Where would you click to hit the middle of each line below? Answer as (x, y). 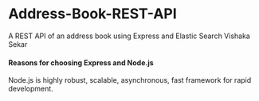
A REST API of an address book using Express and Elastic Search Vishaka (129, 36)
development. (31, 89)
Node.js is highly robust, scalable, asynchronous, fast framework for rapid (130, 80)
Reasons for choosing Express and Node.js (81, 62)
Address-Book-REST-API (92, 14)
